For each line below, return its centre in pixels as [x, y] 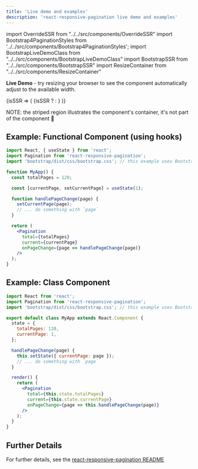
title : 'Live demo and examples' [47, 12]
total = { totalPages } [45, 237]
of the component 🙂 [30, 118]
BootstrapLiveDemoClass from [43, 53]
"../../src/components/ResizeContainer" [54, 71]
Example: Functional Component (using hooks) [94, 137]
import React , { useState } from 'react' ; [59, 150]
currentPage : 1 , [37, 334]
